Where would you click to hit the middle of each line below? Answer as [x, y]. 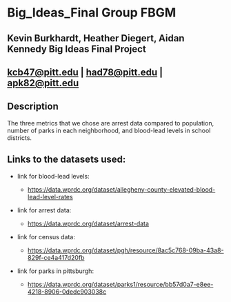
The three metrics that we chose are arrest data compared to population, [111, 123]
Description [33, 107]
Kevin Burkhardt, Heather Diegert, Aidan [96, 38]
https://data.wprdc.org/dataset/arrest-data [88, 223]
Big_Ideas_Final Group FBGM [92, 13]
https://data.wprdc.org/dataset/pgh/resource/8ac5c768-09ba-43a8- [125, 250]
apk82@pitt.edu [43, 83]
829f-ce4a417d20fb [56, 257]
